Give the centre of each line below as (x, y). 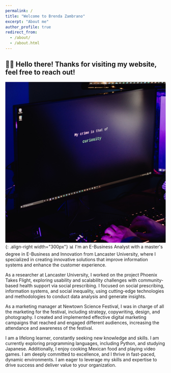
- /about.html (25, 43)
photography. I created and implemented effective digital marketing (76, 317)
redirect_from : (21, 32)
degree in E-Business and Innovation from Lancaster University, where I (81, 254)
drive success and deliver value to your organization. (61, 365)
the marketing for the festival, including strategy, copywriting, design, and (83, 312)
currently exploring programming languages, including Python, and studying (85, 343)
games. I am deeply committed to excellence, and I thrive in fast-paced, (80, 354)
